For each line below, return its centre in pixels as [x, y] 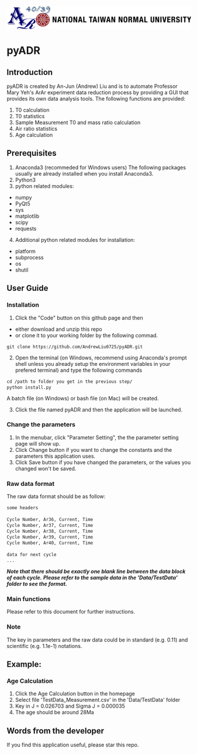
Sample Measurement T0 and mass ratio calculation [78, 122]
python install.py [29, 387]
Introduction [30, 72]
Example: [24, 664]
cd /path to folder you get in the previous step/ [70, 381]
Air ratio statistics [36, 128]
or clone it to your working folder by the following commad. [87, 335]
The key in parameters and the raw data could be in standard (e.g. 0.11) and [97, 640]
